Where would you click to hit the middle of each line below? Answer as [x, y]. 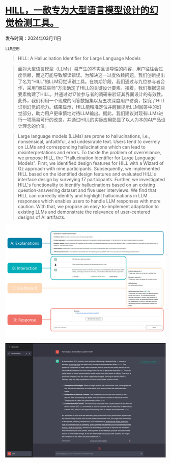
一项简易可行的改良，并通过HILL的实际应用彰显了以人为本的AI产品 [92, 120]
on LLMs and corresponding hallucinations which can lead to [82, 147]
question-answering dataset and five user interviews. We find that [87, 190]
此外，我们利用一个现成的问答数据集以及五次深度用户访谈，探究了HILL [92, 100]
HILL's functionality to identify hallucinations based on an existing [86, 185]
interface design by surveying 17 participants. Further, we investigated [91, 179]
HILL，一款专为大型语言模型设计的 [77, 10]
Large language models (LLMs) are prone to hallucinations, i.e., [84, 136]
